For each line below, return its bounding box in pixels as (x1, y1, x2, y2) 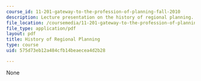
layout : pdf (6, 31, 36, 37)
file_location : (6, 20, 44, 26)
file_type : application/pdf (6, 25, 77, 32)
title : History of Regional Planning (6, 36, 100, 42)
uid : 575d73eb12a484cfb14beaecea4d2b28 (6, 48, 106, 54)
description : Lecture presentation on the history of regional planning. (6, 14, 194, 20)
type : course (6, 42, 39, 48)
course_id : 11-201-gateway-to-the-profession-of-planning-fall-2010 (6, 8, 181, 15)
